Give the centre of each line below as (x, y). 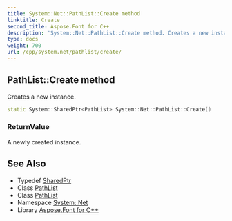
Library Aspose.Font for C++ (58, 210)
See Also (27, 164)
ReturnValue (28, 127)
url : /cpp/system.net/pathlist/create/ (65, 52)
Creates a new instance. (41, 97)
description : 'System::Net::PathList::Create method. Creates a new (108, 33)
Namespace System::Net (52, 202)
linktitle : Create (33, 20)
